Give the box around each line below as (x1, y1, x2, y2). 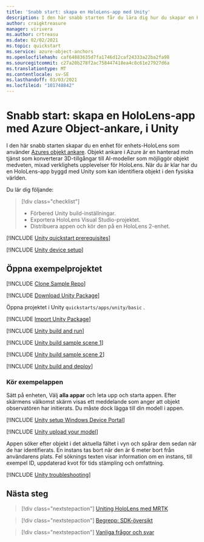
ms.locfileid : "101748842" (6, 83, 75, 89)
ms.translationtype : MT (6, 65, 67, 72)
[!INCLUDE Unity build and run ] (6, 327, 84, 334)
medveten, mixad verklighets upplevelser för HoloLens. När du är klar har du (6, 161, 197, 168)
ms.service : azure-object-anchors (6, 49, 94, 55)
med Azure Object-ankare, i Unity (6, 122, 179, 136)
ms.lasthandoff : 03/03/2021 (6, 77, 78, 83)
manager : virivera (6, 26, 53, 32)
